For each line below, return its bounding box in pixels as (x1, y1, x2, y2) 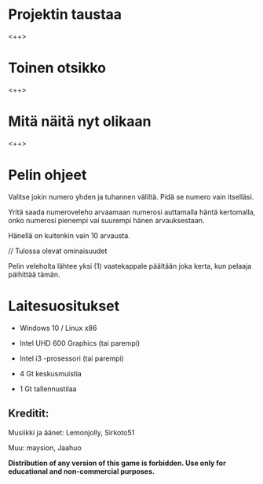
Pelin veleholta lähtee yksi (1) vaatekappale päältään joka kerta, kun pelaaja (8, 261, 252, 270)
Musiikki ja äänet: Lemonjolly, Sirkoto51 (8, 427, 135, 437)
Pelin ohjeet (8, 167, 87, 184)
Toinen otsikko (8, 59, 106, 77)
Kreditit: (8, 407, 49, 420)
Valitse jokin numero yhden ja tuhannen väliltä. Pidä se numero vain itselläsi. (8, 192, 254, 201)
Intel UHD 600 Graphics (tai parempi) (19, 338, 141, 347)
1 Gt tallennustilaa (19, 383, 77, 394)
